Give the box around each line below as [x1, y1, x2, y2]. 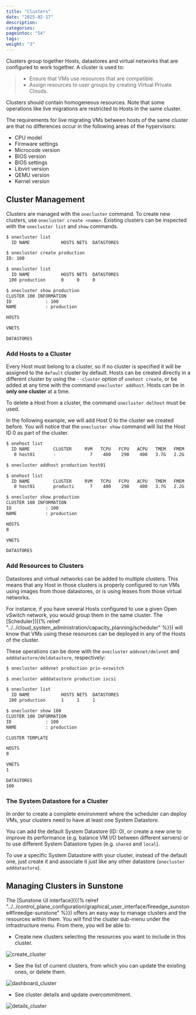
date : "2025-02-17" [6, 14, 54, 20]
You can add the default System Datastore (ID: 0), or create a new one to [6, 828, 182, 835]
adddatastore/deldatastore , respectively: [6, 654, 106, 661]
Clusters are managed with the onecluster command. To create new [6, 210, 171, 217]
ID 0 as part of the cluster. [6, 429, 69, 437]
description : [6, 19, 38, 25]
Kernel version [14, 177, 50, 185]
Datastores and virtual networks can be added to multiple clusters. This [6, 575, 178, 582]
